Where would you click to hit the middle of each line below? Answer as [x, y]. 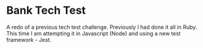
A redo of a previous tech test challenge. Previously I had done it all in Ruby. [102, 27]
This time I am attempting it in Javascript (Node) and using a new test [94, 33]
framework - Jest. [29, 40]
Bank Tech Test [46, 10]
